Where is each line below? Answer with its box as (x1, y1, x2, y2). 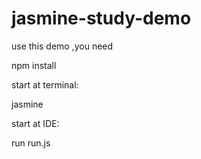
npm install (11, 59, 57, 71)
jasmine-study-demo (11, 7, 192, 30)
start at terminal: (11, 78, 79, 91)
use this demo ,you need (11, 40, 114, 52)
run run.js (11, 137, 51, 149)
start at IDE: (11, 117, 60, 129)
